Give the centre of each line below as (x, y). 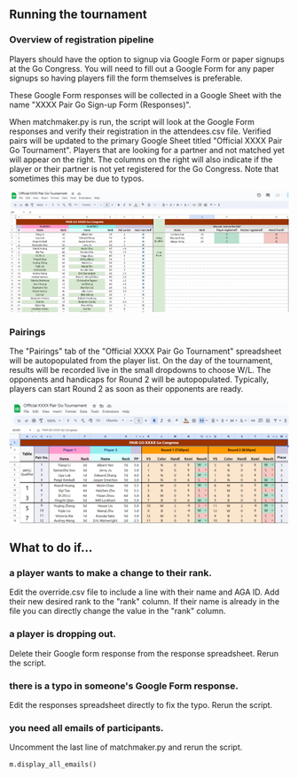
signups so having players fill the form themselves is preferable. (126, 78)
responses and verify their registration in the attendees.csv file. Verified (141, 131)
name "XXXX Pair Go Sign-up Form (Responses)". (100, 105)
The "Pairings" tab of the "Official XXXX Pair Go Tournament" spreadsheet (145, 351)
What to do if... (51, 548)
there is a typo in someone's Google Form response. (124, 686)
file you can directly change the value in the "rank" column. (118, 611)
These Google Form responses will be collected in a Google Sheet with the (145, 95)
